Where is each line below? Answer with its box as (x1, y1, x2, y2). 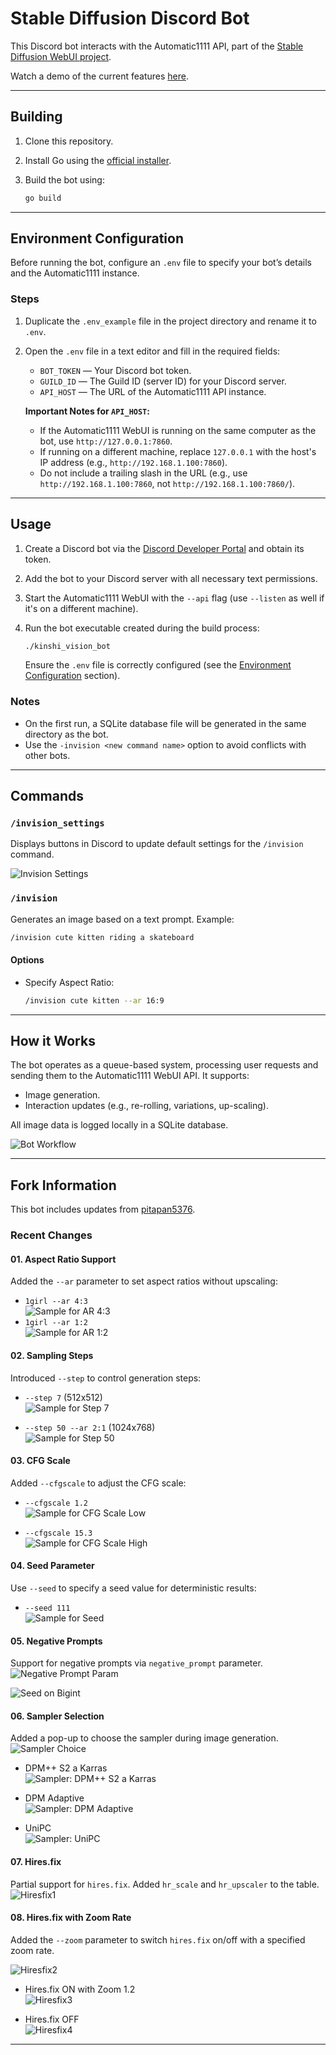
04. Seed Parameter (10, 1560, 95, 1572)
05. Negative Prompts (10, 1635, 103, 1647)
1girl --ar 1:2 (24, 1318, 89, 1328)
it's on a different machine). (24, 602, 139, 614)
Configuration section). (24, 670, 121, 682)
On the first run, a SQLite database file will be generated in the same (24, 717, 307, 729)
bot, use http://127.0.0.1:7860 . (39, 435, 173, 447)
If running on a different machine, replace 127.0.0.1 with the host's (39, 445, 317, 457)
